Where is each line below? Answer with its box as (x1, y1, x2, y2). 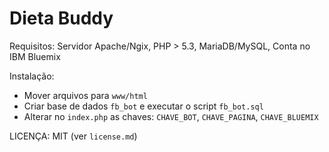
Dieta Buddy (9, 7, 114, 30)
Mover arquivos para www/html (23, 89, 148, 101)
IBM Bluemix (9, 50, 61, 62)
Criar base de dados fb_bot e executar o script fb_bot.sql (23, 100, 264, 112)
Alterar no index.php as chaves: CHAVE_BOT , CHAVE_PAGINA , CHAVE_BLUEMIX (23, 110, 319, 122)
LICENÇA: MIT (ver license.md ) (9, 130, 138, 142)
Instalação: (9, 70, 55, 82)
